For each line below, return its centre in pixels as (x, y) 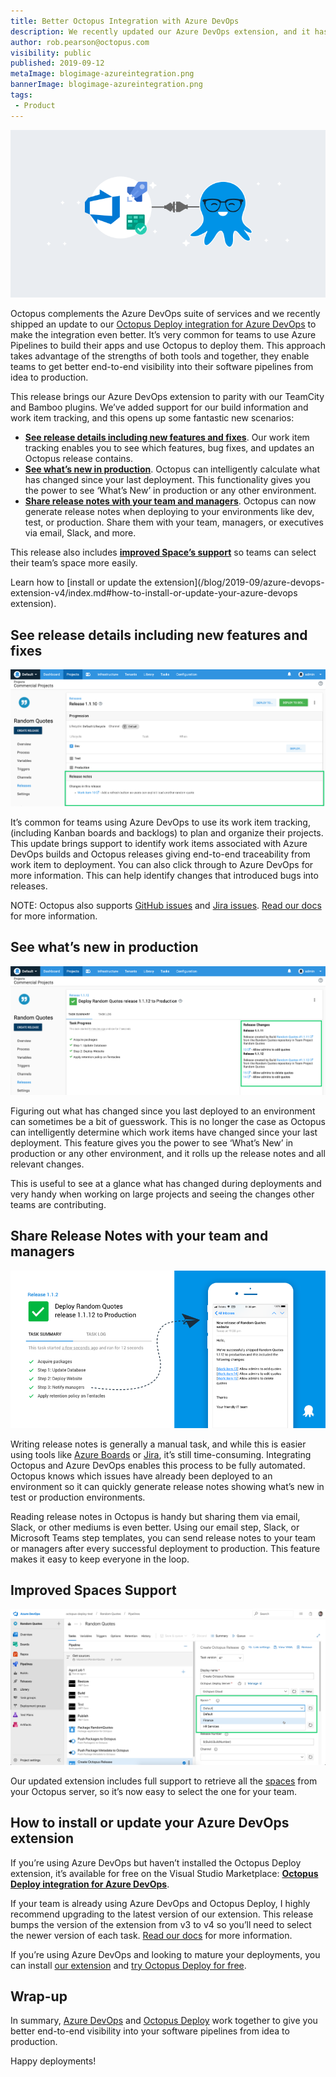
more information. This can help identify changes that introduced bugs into (164, 875)
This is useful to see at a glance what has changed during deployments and (166, 1183)
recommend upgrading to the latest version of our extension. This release (162, 1914)
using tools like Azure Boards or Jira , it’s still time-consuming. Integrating (161, 1454)
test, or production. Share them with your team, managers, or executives (174, 522)
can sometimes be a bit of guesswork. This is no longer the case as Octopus (168, 1121)
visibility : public (51, 53)
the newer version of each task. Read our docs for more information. (151, 1935)
